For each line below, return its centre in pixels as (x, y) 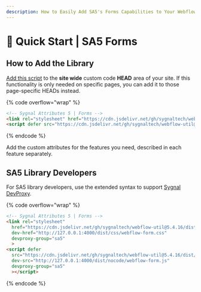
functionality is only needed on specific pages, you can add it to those (93, 84)
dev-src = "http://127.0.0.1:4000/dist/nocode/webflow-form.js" (91, 261)
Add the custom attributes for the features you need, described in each (94, 147)
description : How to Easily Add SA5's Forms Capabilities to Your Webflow (101, 12)
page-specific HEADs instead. (43, 91)
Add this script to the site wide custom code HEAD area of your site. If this (98, 78)
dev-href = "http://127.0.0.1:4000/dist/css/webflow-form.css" (89, 233)
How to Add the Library (50, 64)
